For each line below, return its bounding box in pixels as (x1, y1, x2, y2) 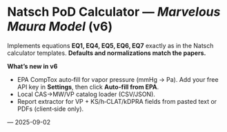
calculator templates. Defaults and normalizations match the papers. (7, 49, 206, 57)
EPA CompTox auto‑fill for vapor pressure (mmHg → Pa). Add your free (17, 75, 219, 83)
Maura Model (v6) (7, 19, 112, 34)
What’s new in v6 (7, 62, 58, 70)
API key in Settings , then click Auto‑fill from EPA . (17, 82, 159, 91)
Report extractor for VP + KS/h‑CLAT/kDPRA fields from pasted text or (17, 97, 217, 105)
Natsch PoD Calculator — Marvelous (7, 4, 221, 20)
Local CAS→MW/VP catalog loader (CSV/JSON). (17, 90, 155, 98)
